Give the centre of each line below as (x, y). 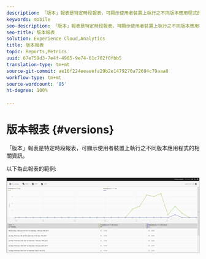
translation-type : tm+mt (38, 64)
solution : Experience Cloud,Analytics (56, 39)
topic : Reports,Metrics (37, 52)
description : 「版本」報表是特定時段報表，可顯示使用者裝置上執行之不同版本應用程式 (102, 13)
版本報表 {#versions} (60, 130)
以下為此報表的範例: (32, 168)
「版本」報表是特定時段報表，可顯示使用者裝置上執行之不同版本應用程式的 (100, 148)
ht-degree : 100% (27, 91)
